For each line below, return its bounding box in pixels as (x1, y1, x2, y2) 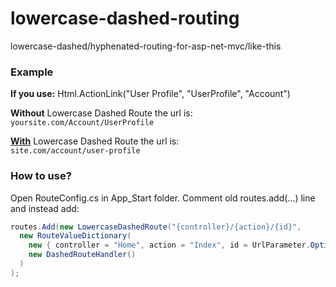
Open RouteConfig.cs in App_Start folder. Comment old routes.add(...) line (10, 192, 316, 204)
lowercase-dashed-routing (10, 7, 240, 30)
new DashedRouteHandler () (28, 250, 137, 260)
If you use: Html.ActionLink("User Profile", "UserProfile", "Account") (10, 88, 291, 100)
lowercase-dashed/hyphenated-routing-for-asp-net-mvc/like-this (10, 40, 282, 52)
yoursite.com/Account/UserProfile (10, 118, 155, 128)
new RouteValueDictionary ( (19, 231, 132, 241)
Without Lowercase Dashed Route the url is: (10, 107, 193, 119)
